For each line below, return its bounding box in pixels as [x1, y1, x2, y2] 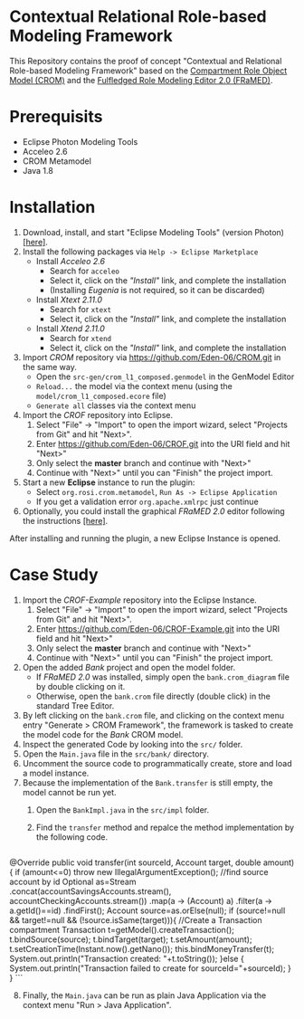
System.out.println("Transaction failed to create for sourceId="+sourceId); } [9, 962, 292, 974]
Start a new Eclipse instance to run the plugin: [22, 477, 195, 488]
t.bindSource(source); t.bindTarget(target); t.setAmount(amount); [9, 934, 252, 945]
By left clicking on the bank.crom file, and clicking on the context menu [22, 709, 285, 720]
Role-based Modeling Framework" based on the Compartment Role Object [9, 65, 288, 76]
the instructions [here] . [22, 515, 109, 526]
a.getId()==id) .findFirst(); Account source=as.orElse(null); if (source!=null [9, 905, 286, 916]
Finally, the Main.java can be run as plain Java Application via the [22, 989, 267, 1001]
